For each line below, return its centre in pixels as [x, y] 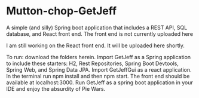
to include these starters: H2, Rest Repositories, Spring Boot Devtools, [93, 63]
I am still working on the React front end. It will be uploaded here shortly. [96, 45]
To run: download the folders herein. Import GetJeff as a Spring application [99, 57]
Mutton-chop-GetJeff [62, 11]
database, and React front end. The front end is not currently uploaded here [99, 33]
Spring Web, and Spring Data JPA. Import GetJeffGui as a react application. [99, 69]
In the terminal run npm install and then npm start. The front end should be [98, 76]
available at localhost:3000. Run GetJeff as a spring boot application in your [99, 82]
